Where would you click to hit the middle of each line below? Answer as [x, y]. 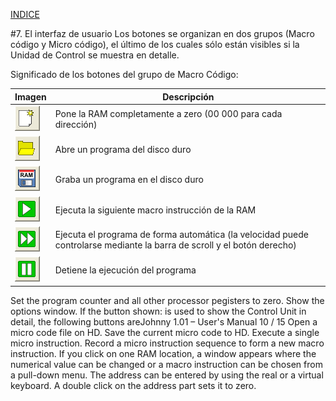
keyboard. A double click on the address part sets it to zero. [133, 385]
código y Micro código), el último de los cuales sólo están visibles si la [155, 44]
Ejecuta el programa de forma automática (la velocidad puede [181, 235]
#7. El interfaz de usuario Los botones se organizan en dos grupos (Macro [162, 33]
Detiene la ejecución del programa [125, 270]
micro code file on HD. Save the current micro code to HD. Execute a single [165, 332]
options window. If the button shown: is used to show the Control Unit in [158, 311]
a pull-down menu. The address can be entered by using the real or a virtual [167, 375]
